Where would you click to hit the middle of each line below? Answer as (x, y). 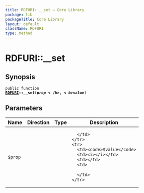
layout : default (22, 24)
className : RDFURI (24, 29)
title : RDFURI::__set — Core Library (45, 10)
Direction (38, 122)
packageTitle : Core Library (35, 19)
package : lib (19, 15)
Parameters (24, 108)
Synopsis (20, 77)
